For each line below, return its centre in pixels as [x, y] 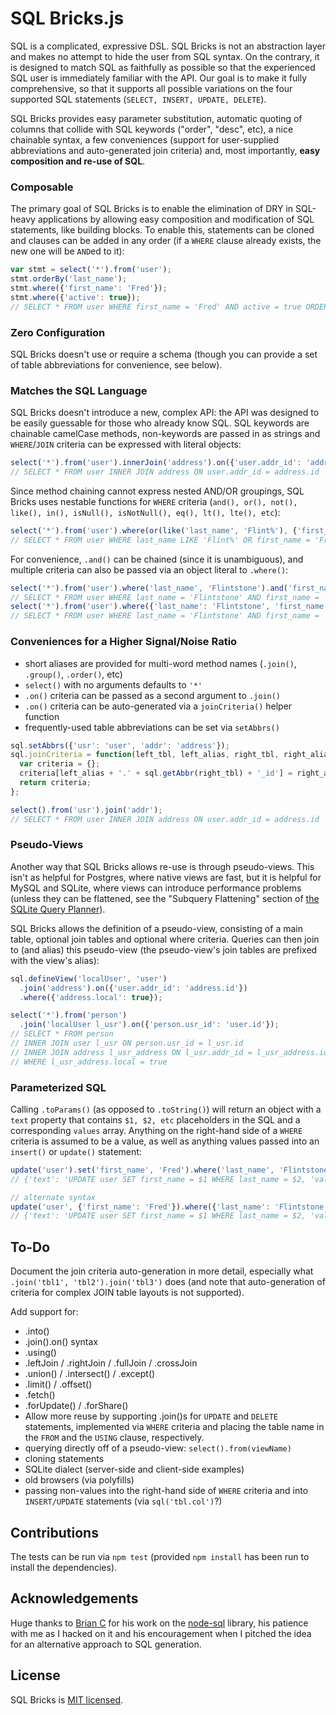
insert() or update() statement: [76, 1151]
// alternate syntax [53, 1197]
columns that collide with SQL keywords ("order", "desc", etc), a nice [152, 129]
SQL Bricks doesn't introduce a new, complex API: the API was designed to [165, 413]
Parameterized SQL [58, 1087]
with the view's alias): [55, 960]
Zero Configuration [58, 332]
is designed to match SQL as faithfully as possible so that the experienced [163, 67]
